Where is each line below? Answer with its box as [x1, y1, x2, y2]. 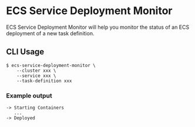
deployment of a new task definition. [6, 29, 95, 36]
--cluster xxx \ [16, 68, 57, 73]
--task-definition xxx [16, 78, 72, 83]
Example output [6, 91, 52, 99]
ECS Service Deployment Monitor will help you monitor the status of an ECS [6, 24, 190, 31]
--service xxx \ [16, 72, 57, 79]
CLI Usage [6, 47, 45, 57]
